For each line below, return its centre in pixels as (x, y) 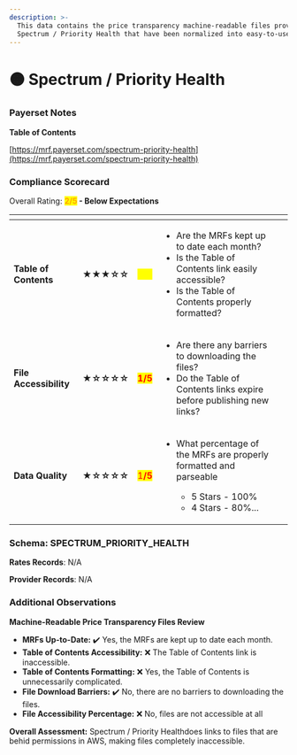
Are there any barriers (222, 345)
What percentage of (218, 443)
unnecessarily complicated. (72, 682)
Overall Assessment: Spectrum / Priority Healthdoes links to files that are (144, 731)
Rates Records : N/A (46, 562)
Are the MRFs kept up (221, 235)
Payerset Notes (43, 113)
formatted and (206, 466)
